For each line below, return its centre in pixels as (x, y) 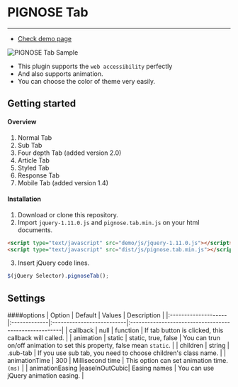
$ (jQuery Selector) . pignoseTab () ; (58, 276)
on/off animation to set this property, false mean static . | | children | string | (119, 346)
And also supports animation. (60, 73)
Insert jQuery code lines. (53, 263)
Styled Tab (33, 168)
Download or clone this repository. (68, 214)
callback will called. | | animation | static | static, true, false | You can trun (114, 338)
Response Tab (39, 175)
